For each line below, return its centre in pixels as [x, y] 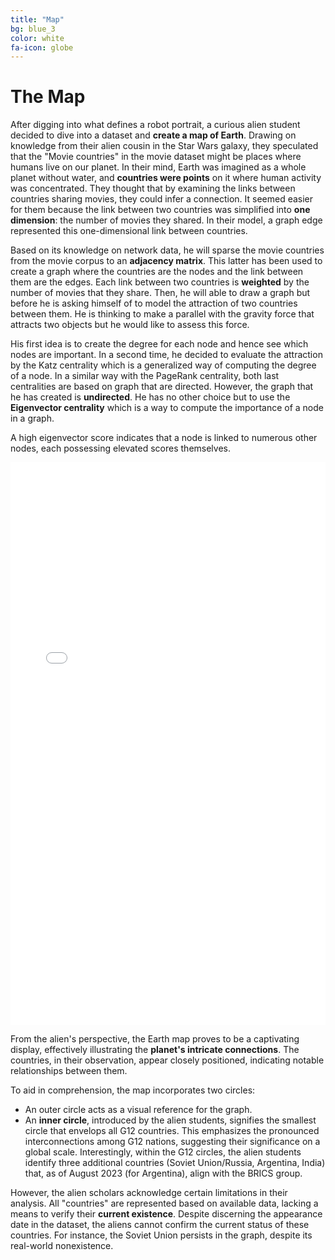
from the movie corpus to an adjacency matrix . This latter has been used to [166, 261]
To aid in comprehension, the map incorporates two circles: [133, 1090]
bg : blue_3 [33, 29]
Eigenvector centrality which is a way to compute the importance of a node [167, 408]
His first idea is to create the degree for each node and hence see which [159, 344]
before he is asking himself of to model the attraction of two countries [154, 303]
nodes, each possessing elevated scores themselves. [121, 448]
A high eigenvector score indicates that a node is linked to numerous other [164, 438]
